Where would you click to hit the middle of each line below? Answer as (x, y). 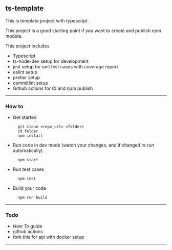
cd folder (28, 131)
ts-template (25, 8)
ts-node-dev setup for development (50, 61)
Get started (25, 117)
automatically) (28, 151)
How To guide (27, 226)
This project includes (27, 46)
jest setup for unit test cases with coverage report (65, 66)
